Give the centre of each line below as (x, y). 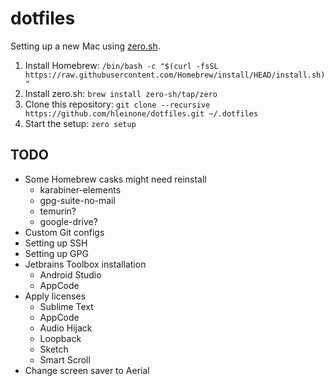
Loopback (60, 338)
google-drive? (68, 221)
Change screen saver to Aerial (87, 370)
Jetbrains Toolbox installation (85, 264)
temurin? (58, 211)
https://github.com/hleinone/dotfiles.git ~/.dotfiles (141, 113)
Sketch (54, 349)
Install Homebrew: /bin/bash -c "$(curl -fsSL (121, 65)
